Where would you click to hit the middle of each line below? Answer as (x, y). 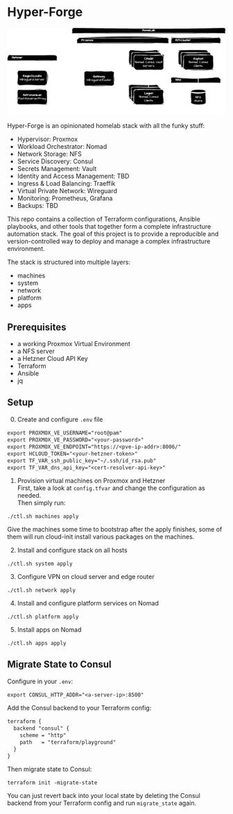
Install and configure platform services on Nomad (88, 603)
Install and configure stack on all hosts (72, 550)
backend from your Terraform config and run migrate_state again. (102, 803)
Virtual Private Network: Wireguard (67, 191)
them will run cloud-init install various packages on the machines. (101, 537)
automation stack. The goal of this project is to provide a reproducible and (113, 234)
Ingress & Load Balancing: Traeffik (66, 184)
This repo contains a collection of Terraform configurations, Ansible (104, 219)
